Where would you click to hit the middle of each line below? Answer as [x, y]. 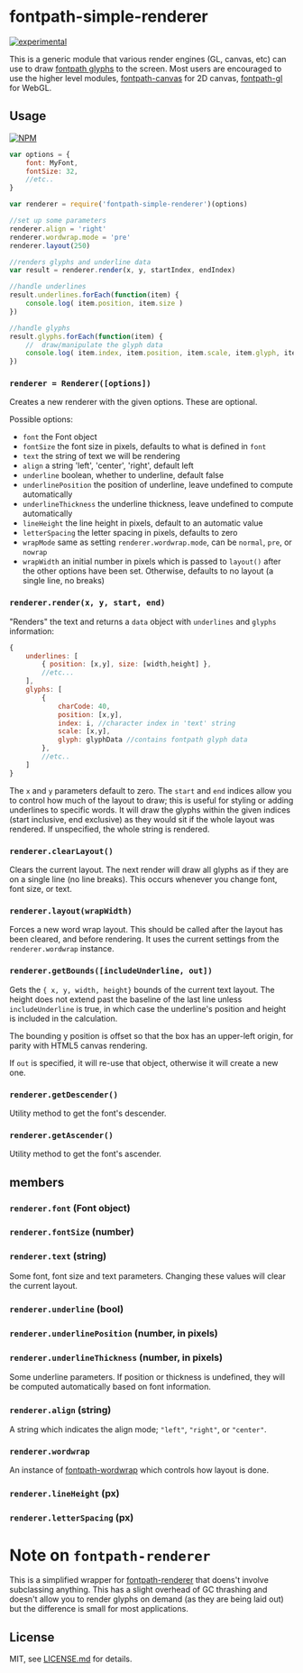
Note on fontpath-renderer [110, 1555]
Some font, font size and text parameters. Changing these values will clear [147, 1276]
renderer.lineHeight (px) [64, 1494]
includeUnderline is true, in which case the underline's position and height [148, 1008]
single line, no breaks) [64, 581]
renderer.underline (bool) [67, 1309]
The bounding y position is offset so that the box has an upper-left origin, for [151, 1035]
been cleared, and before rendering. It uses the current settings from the [144, 939]
